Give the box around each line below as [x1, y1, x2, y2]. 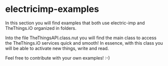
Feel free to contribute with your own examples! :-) [5, 55, 110, 61]
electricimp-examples [5, 3, 99, 15]
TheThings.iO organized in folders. [5, 25, 77, 31]
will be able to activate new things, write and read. [5, 45, 109, 51]
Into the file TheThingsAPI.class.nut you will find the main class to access [5, 35, 157, 41]
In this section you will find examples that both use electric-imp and [5, 20, 145, 26]
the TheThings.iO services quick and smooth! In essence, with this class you [5, 40, 163, 46]
